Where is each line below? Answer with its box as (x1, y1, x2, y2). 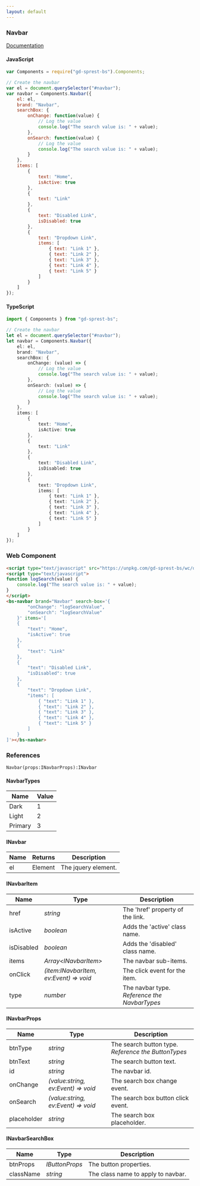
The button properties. (88, 1160, 151, 1168)
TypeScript (6, 303, 35, 310)
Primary (9, 822, 32, 830)
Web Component (6, 552, 57, 560)
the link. (123, 912, 145, 921)
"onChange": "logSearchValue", (27, 604, 105, 610)
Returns (32, 853, 55, 862)
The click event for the (123, 966, 186, 974)
